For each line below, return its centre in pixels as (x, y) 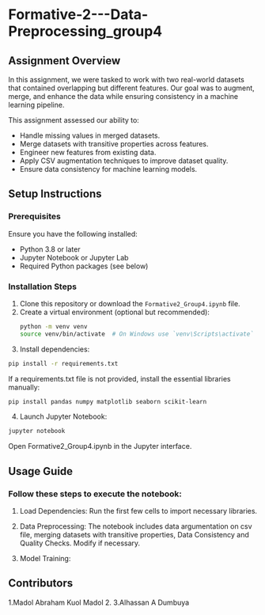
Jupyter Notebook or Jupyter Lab (74, 257)
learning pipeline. (36, 105)
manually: (24, 387)
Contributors (41, 583)
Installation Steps (43, 287)
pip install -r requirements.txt (63, 363)
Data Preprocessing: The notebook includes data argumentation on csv (136, 526)
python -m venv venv (53, 326)
